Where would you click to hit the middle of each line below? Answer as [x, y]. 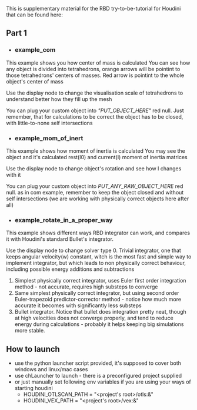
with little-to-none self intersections [49, 123]
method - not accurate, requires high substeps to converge [86, 287]
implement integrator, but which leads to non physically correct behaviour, [96, 263]
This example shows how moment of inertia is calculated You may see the [96, 151]
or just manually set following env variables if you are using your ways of [103, 382]
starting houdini [34, 388]
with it [14, 174]
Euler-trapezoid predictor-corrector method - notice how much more [98, 300]
